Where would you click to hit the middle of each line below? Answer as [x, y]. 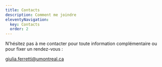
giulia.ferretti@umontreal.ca [35, 59]
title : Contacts [22, 10]
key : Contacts [25, 24]
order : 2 [19, 29]
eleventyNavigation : [27, 19]
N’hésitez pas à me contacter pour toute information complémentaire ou [81, 43]
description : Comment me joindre [41, 15]
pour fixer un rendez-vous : [34, 49]
